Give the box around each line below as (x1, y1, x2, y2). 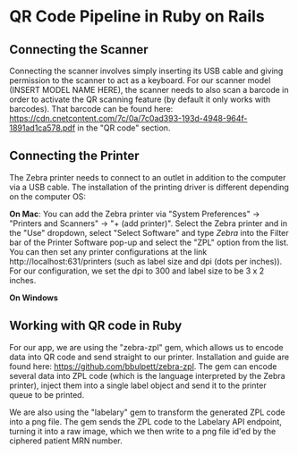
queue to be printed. (9, 389, 85, 400)
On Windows (9, 292, 58, 303)
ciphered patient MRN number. (9, 435, 123, 446)
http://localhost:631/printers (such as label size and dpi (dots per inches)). (9, 256, 283, 266)
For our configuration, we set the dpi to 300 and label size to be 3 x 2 (9, 265, 265, 276)
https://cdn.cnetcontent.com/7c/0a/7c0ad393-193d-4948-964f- (9, 114, 248, 123)
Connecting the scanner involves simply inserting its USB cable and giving (9, 65, 284, 76)
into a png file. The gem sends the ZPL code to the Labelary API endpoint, (9, 416, 282, 426)
